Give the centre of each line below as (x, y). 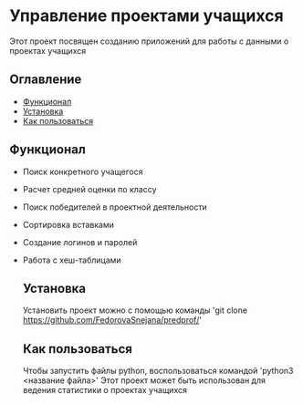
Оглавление (46, 80)
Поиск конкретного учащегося (83, 171)
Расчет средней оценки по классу (89, 189)
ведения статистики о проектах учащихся (104, 390)
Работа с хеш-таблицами (72, 260)
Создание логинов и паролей (80, 242)
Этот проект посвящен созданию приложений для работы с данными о (149, 41)
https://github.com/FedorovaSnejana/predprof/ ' (112, 320)
